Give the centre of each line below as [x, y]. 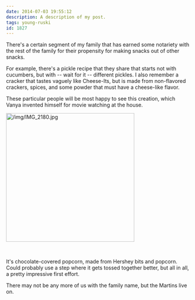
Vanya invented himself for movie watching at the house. [75, 105]
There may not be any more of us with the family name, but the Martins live [97, 285]
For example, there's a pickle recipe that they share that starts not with [91, 69]
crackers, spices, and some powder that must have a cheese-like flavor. [93, 87]
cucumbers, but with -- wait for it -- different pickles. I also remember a [92, 75]
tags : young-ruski [28, 22]
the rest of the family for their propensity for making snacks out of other [93, 51]
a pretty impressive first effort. [43, 274]
